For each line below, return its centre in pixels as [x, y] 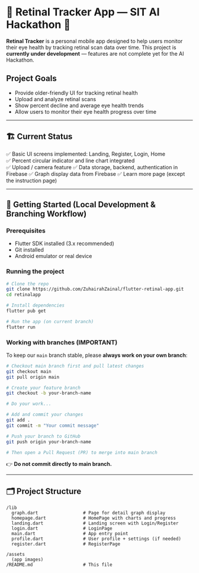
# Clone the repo [28, 284]
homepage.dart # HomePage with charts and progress [94, 518]
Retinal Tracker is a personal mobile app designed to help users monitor [94, 41]
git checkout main [29, 371]
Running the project [35, 272]
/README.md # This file [59, 565]
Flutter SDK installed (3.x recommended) [64, 244]
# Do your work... [29, 404]
